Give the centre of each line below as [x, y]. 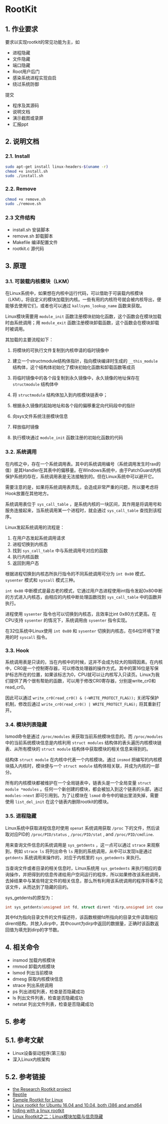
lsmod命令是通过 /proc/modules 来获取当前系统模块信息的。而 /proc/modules [84, 736]
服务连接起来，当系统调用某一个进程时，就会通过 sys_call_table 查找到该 [81, 510]
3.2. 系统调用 [21, 452]
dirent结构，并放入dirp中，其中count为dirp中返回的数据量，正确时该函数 [80, 924]
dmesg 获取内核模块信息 [38, 979]
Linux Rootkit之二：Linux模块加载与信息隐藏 [58, 1116]
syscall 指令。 [34, 637]
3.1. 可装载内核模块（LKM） [39, 281]
